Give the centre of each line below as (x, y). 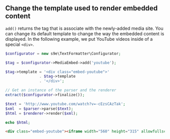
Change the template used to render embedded (81, 8)
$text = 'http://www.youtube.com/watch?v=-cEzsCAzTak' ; (65, 104)
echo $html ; (18, 122)
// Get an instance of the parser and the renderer (61, 90)
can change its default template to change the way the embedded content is (85, 33)
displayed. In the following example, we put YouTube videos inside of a (79, 39)
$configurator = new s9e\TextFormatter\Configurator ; (63, 53)
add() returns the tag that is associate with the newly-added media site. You (84, 28)
